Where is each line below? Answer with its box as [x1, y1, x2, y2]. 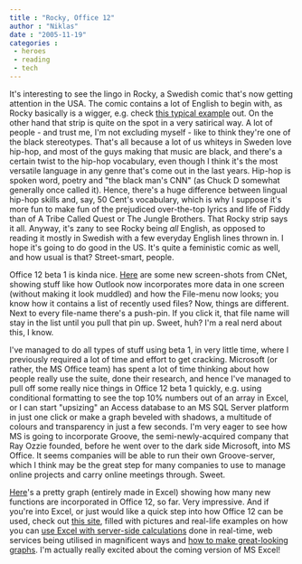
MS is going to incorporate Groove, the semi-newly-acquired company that [9, 430, 289, 441]
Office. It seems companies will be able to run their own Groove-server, [9, 449, 276, 461]
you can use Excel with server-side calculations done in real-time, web [9, 525, 273, 536]
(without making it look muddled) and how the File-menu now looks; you [9, 288, 279, 299]
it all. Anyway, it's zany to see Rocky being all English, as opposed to [9, 222, 266, 233]
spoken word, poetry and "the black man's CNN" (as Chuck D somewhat [9, 174, 280, 185]
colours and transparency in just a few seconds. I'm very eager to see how [9, 421, 288, 432]
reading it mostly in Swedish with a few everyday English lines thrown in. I [9, 232, 284, 243]
